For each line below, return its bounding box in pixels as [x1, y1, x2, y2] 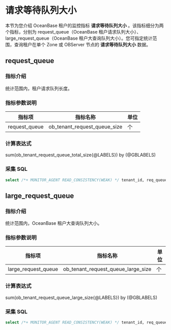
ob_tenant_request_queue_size [48, 123, 123, 130]
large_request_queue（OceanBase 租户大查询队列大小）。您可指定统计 [5, 35, 153, 41]
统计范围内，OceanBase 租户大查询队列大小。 [5, 220, 102, 226]
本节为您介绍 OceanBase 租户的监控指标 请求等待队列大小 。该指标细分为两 [5, 22, 164, 28]
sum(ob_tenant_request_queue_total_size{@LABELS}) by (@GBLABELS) [5, 152, 156, 158]
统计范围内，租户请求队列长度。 [5, 85, 72, 92]
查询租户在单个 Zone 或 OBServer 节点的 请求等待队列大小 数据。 [14, 41, 151, 47]
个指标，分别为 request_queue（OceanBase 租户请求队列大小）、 [5, 28, 141, 35]
